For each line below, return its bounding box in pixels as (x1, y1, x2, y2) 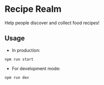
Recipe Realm (4, 3, 62, 15)
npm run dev (4, 75, 29, 80)
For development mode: (11, 65, 61, 71)
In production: (11, 47, 40, 53)
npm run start (4, 57, 34, 62)
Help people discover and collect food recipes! (4, 20, 100, 26)
